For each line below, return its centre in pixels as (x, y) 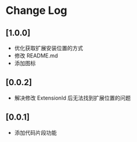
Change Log (36, 11)
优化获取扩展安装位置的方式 (49, 48)
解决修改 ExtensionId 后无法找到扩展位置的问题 (72, 98)
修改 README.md (36, 56)
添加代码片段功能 (35, 132)
